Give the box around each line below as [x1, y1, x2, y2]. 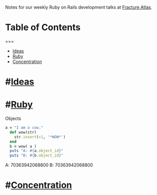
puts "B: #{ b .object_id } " [9, 153, 64, 158]
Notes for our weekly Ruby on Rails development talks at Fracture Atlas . [5, 4, 153, 10]
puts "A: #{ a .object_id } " [9, 148, 64, 153]
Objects [5, 115, 21, 121]
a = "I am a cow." [5, 125, 43, 130]
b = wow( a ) [9, 143, 37, 149]
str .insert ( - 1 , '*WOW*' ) [14, 134, 66, 139]
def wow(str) [9, 129, 37, 134]
